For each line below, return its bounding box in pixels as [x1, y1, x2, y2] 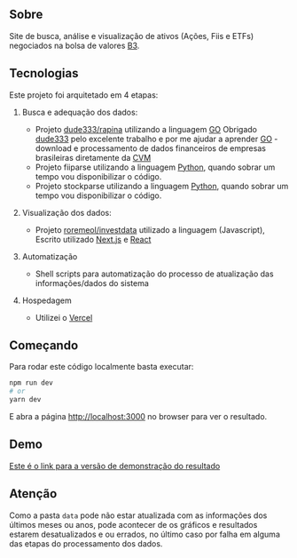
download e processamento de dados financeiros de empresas [35, 142, 266, 154]
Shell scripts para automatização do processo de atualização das [35, 268, 274, 279]
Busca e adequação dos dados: [21, 107, 138, 117]
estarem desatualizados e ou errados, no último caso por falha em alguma [9, 529, 281, 539]
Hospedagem [21, 295, 73, 306]
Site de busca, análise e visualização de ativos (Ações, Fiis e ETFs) [9, 30, 254, 41]
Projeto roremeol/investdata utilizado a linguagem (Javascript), [35, 224, 266, 235]
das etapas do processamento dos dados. [9, 538, 163, 549]
